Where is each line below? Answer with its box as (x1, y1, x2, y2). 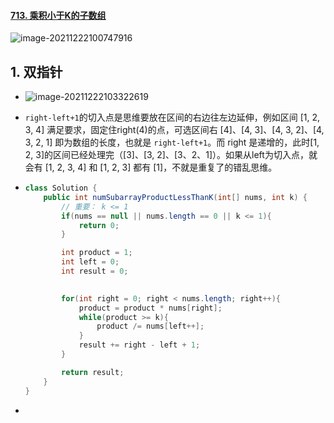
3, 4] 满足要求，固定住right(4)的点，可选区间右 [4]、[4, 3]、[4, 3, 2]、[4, (24, 124, 325, 136)
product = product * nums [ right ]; (78, 303, 223, 313)
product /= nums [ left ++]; (96, 321, 205, 332)
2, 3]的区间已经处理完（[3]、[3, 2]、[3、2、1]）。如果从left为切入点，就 (24, 149, 318, 161)
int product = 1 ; (61, 248, 133, 258)
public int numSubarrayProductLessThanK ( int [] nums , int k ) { (43, 192, 308, 202)
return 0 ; (78, 220, 120, 230)
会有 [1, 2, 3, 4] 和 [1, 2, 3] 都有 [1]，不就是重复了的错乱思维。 (24, 161, 278, 174)
